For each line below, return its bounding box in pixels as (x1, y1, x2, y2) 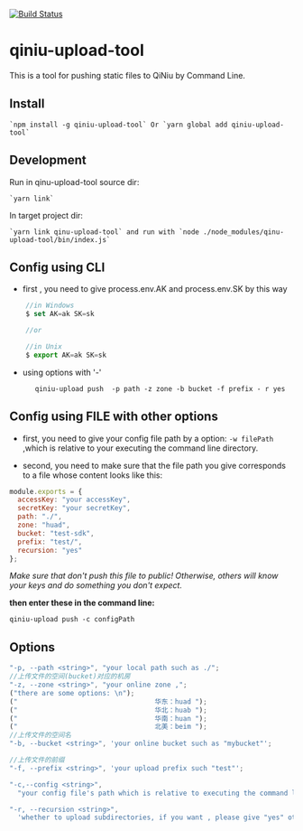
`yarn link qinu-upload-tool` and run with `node (9, 227, 200, 237)
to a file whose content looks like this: (22, 470, 163, 481)
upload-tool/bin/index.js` (9, 235, 111, 244)
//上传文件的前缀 (9, 755, 65, 764)
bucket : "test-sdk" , (17, 528, 95, 537)
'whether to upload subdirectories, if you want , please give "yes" (17, 813, 284, 822)
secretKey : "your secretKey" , (17, 504, 131, 513)
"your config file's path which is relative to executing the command (17, 789, 289, 798)
